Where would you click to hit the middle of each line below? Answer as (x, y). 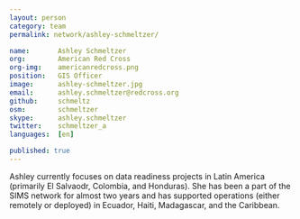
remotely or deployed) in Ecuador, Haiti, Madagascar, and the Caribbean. (145, 205)
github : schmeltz (50, 101)
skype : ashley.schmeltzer (68, 118)
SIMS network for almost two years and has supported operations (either (145, 196)
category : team (38, 26)
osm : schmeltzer (54, 109)
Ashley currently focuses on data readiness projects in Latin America (137, 176)
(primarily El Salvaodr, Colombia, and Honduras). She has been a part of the (150, 186)
